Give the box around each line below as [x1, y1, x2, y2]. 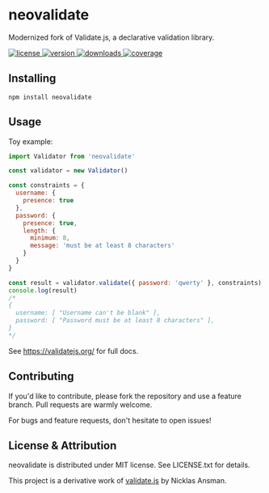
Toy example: [8, 136, 53, 147]
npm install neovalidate [8, 93, 92, 101]
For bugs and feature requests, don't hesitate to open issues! [8, 415, 212, 425]
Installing [8, 71, 57, 86]
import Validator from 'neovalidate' [8, 152, 136, 160]
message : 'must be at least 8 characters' [29, 241, 175, 250]
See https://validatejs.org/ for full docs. [8, 346, 139, 355]
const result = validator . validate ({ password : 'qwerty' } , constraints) [8, 278, 263, 287]
